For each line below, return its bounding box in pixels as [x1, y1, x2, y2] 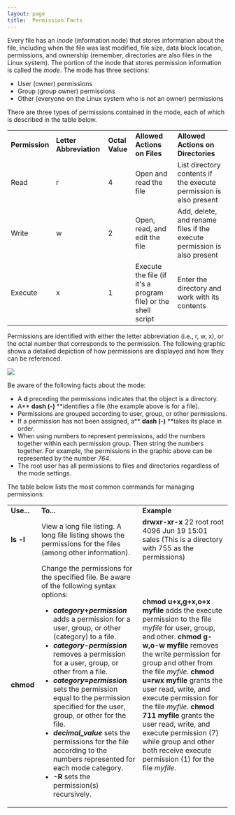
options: [41, 590, 69, 599]
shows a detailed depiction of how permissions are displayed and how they [7, 347, 225, 355]
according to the [53, 745, 107, 755]
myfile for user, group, [142, 622, 215, 632]
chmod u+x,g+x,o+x [142, 597, 211, 606]
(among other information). [41, 548, 131, 557]
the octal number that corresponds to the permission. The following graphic [7, 339, 226, 347]
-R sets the [53, 772, 91, 781]
